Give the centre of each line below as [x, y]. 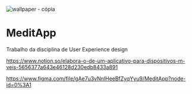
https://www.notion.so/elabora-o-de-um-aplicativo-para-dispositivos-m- [96, 61]
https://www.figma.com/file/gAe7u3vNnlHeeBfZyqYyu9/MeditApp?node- [96, 78]
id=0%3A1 [19, 85]
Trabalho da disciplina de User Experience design [67, 49]
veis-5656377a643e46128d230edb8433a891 [62, 67]
